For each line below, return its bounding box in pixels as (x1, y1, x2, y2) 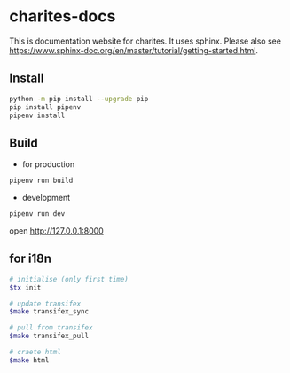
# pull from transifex (9, 323, 93, 332)
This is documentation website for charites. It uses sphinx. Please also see (9, 36, 282, 46)
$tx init (9, 282, 42, 292)
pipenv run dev (9, 210, 66, 218)
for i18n (9, 251, 51, 266)
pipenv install (9, 111, 66, 120)
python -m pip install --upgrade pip (9, 94, 149, 103)
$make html (9, 355, 50, 365)
